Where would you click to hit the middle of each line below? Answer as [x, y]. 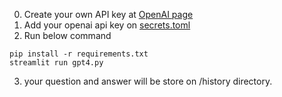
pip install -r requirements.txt [79, 54]
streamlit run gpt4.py [56, 63]
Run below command [67, 35]
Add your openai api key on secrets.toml [107, 25]
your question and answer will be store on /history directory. [148, 81]
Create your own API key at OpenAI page [108, 14]
